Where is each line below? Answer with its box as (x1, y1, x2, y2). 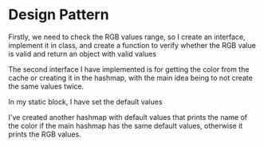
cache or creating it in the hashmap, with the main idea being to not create (8, 73, 253, 82)
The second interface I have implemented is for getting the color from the (8, 64, 250, 73)
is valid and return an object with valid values (8, 49, 157, 58)
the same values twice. (8, 81, 85, 91)
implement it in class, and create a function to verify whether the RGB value (8, 40, 257, 50)
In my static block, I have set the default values (8, 97, 163, 106)
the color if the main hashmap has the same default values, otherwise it (8, 121, 243, 130)
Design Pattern (8, 6, 109, 24)
